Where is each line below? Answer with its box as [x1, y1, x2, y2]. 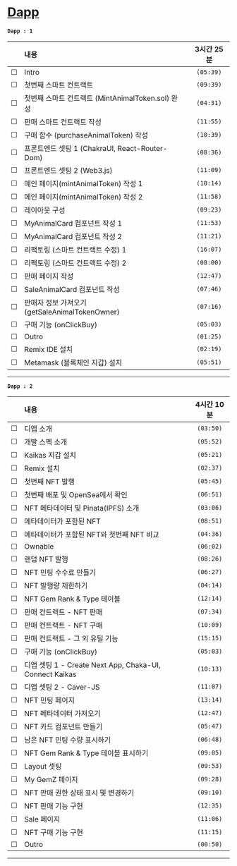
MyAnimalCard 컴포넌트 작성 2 [24, 231, 122, 241]
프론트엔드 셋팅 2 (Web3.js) [24, 165, 113, 175]
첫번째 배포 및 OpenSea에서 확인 [24, 489, 128, 499]
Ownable [24, 541, 54, 551]
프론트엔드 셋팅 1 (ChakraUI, [24, 143, 116, 153]
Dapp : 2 [7, 382, 33, 390]
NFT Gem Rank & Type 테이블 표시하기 [24, 748, 149, 758]
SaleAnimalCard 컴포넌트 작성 [24, 284, 120, 294]
